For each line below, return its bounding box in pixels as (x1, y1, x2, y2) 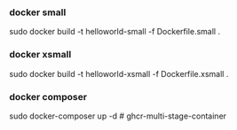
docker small (9, 6, 67, 19)
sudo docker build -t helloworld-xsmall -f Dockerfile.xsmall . (9, 68, 229, 79)
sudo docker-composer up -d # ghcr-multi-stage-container (9, 111, 227, 121)
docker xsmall (9, 49, 72, 61)
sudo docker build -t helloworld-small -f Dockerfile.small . (9, 27, 220, 37)
